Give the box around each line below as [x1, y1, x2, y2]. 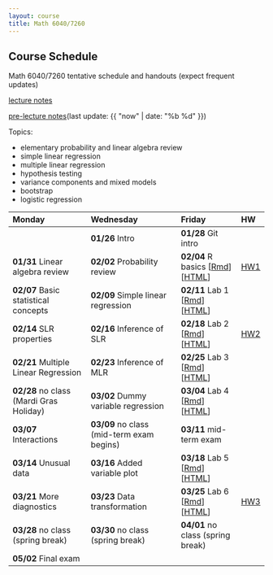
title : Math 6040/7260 [8, 20, 85, 28]
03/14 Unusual [12, 457, 71, 468]
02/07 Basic [12, 285, 60, 296]
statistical [12, 294, 50, 306]
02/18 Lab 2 [180, 318, 229, 329]
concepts [12, 305, 49, 316]
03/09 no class [90, 419, 149, 430]
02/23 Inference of [90, 357, 164, 368]
